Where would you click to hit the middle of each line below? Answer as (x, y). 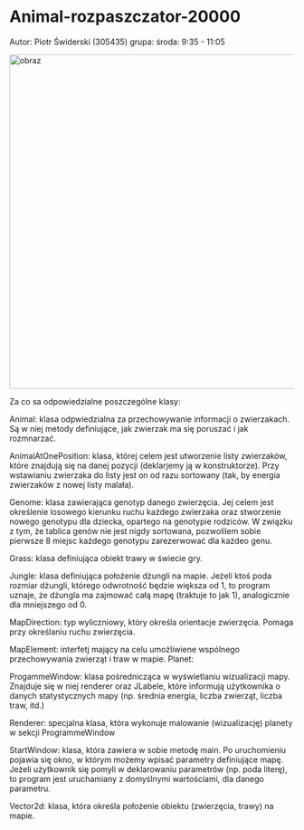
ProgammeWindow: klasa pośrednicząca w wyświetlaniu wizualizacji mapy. (150, 676)
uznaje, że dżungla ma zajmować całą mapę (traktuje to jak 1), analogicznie (149, 595)
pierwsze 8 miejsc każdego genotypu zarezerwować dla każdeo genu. (141, 540)
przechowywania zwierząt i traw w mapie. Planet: (102, 659)
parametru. (30, 788)
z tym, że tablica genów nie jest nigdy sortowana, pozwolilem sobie (135, 530)
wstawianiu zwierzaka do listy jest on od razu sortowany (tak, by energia (145, 475)
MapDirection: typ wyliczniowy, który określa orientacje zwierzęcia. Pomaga (152, 622)
